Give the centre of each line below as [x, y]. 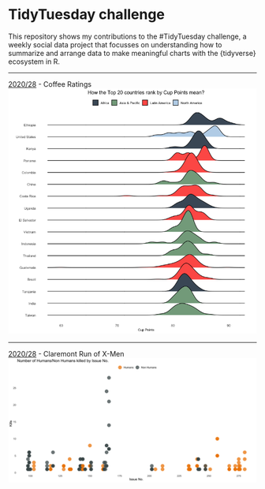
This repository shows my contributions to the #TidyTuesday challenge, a [127, 36]
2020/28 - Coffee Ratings [50, 84]
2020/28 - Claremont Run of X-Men [66, 353]
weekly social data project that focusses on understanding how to [115, 44]
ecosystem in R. [34, 62]
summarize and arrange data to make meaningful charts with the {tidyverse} [132, 53]
